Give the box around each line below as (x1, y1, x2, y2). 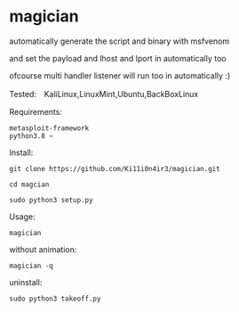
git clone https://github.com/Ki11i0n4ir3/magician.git (9, 164, 220, 173)
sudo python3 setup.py (9, 195, 93, 204)
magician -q (9, 261, 53, 270)
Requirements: (9, 106, 62, 117)
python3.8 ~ (9, 131, 53, 140)
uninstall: (9, 276, 43, 287)
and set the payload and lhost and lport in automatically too (9, 53, 227, 63)
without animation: (9, 243, 77, 255)
